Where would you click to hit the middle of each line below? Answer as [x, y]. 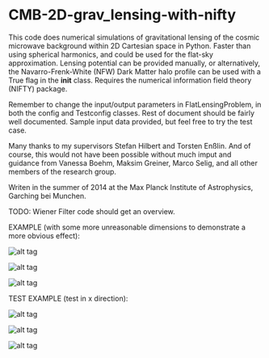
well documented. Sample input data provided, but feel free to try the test [130, 121]
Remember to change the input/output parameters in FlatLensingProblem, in [135, 104]
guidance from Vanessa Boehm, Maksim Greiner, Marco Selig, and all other [133, 162]
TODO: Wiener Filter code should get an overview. [92, 211]
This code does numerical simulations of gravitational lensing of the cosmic [134, 37]
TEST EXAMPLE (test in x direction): [68, 298]
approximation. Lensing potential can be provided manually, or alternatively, [134, 63]
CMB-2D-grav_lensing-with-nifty [122, 15]
